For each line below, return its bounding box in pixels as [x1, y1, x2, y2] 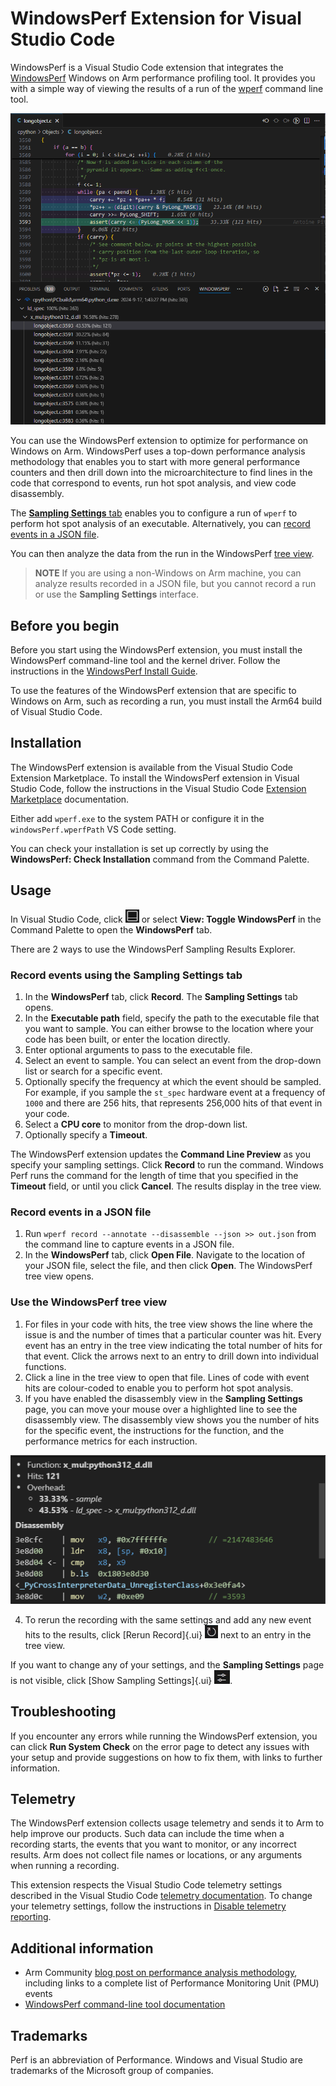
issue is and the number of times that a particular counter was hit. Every [24, 1328, 322, 1341]
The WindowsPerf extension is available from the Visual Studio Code [10, 761, 294, 773]
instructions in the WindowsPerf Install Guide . [10, 665, 198, 677]
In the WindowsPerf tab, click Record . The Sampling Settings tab [24, 991, 298, 1002]
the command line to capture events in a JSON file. [24, 1238, 235, 1251]
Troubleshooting [10, 1703, 117, 1721]
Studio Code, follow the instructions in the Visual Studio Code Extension [10, 782, 307, 794]
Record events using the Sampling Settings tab [10, 968, 243, 982]
